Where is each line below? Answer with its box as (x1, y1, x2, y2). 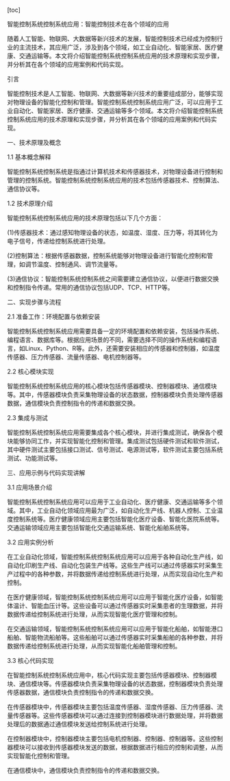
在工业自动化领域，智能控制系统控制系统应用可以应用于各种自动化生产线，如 (7, 552, 223, 561)
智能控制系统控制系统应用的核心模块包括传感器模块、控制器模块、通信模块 (7, 382, 217, 390)
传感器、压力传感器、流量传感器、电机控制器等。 (7, 353, 145, 361)
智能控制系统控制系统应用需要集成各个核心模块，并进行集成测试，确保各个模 (7, 428, 223, 436)
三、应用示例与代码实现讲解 (7, 469, 86, 476)
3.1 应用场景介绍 (7, 483, 53, 491)
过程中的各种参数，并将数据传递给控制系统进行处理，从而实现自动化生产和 (12, 570, 223, 578)
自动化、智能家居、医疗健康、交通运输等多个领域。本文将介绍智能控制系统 (12, 106, 223, 115)
